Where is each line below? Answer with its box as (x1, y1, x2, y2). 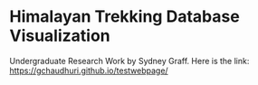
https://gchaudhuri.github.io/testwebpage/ (9, 65, 169, 76)
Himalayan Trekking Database (9, 6, 240, 27)
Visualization (9, 25, 110, 46)
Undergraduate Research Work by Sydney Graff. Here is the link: (9, 55, 250, 66)
